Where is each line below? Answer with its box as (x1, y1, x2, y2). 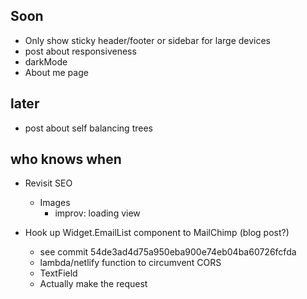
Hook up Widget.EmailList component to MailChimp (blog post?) (24, 227, 290, 239)
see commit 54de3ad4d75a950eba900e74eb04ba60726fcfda (39, 246, 297, 258)
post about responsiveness (24, 45, 137, 57)
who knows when (10, 151, 122, 168)
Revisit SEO (24, 177, 73, 189)
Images (39, 197, 71, 209)
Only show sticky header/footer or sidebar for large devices (24, 34, 271, 46)
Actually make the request (39, 278, 148, 290)
